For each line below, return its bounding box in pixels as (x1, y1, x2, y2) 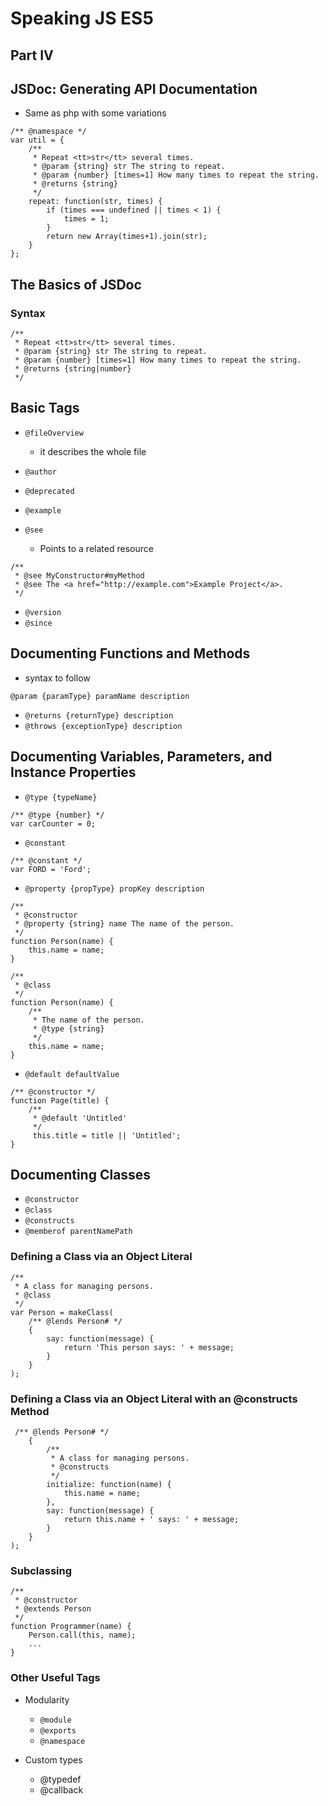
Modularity (24, 1693, 70, 1706)
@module (39, 1715, 72, 1725)
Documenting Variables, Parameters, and (10, 748, 273, 766)
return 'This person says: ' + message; (63, 1342, 235, 1352)
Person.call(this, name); (28, 1630, 137, 1641)
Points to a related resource (39, 542, 154, 554)
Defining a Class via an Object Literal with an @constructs (10, 1392, 298, 1406)
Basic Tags (10, 400, 80, 417)
